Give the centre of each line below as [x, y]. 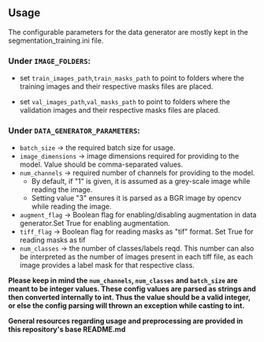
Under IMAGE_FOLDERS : [50, 61]
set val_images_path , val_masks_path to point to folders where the [125, 102]
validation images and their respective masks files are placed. [120, 111]
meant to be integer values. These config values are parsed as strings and [132, 289]
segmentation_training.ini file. [56, 40]
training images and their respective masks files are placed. [116, 87]
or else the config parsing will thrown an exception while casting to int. [126, 306]
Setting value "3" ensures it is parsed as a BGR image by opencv [136, 198]
